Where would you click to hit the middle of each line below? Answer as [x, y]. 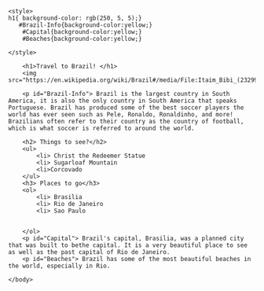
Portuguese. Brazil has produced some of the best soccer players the [126, 108]
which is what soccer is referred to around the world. [101, 128]
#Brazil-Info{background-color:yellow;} [86, 25]
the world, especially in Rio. [59, 266]
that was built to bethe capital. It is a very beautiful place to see [128, 245]
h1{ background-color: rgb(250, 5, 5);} [75, 18]
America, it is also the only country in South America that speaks [123, 101]
